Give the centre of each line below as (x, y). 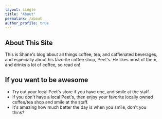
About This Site (29, 42)
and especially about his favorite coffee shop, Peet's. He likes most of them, (81, 60)
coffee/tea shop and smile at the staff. (50, 102)
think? (18, 112)
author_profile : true (27, 23)
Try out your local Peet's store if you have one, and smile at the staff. (81, 92)
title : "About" (20, 14)
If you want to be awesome (47, 80)
